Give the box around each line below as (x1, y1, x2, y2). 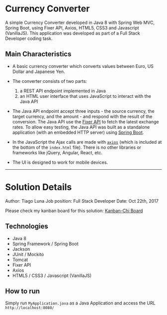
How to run (5, 287, 40, 295)
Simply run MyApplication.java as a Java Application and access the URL (5, 300, 156, 306)
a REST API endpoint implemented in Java (19, 88, 106, 94)
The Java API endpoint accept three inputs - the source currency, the (12, 108, 155, 114)
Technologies (5, 222, 49, 231)
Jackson (12, 246, 30, 252)
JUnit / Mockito (12, 251, 44, 257)
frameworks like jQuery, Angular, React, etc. (12, 149, 103, 155)
